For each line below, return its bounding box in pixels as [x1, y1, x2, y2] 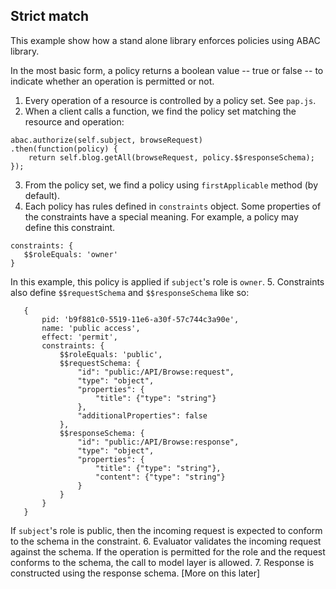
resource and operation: [24, 115, 125, 128]
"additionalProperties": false [77, 410, 208, 421]
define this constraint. [24, 221, 116, 233]
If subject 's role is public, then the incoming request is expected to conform [10, 524, 323, 536]
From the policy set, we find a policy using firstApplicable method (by [24, 179, 319, 191]
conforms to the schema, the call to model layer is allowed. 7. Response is [10, 556, 315, 568]
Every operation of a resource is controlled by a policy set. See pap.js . [24, 94, 317, 106]
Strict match [10, 8, 90, 25]
